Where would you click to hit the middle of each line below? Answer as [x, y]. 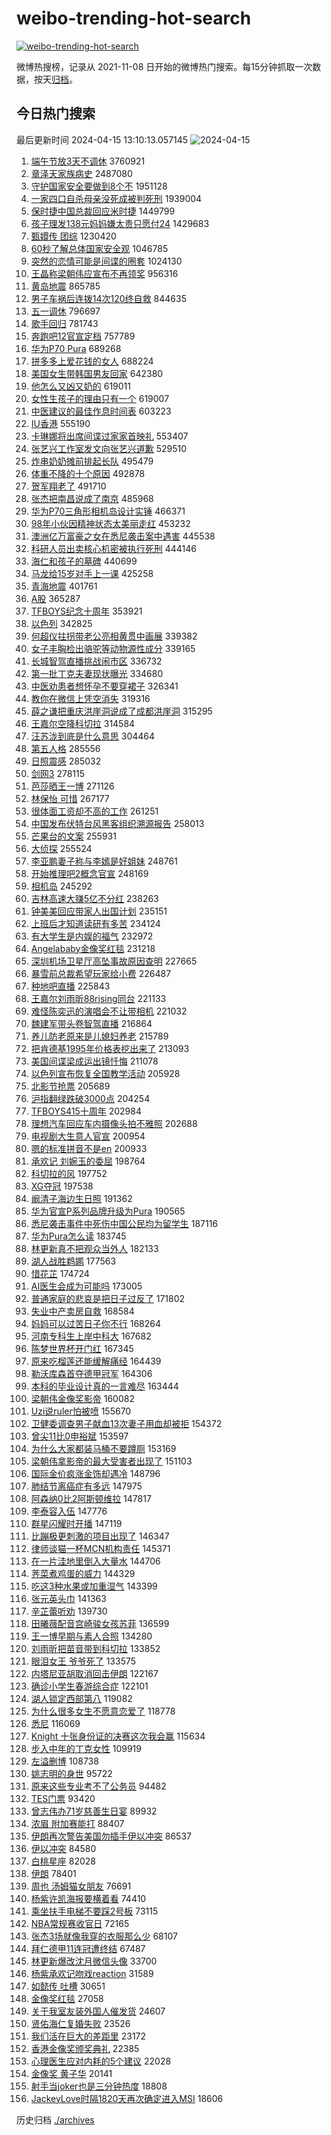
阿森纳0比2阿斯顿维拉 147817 [91, 1498]
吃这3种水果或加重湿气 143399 [94, 1586]
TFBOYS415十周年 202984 [86, 1111]
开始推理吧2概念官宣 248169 [89, 873]
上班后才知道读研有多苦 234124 [95, 923]
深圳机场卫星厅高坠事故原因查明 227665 [114, 961]
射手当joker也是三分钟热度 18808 [99, 2086]
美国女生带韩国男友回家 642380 [97, 373]
